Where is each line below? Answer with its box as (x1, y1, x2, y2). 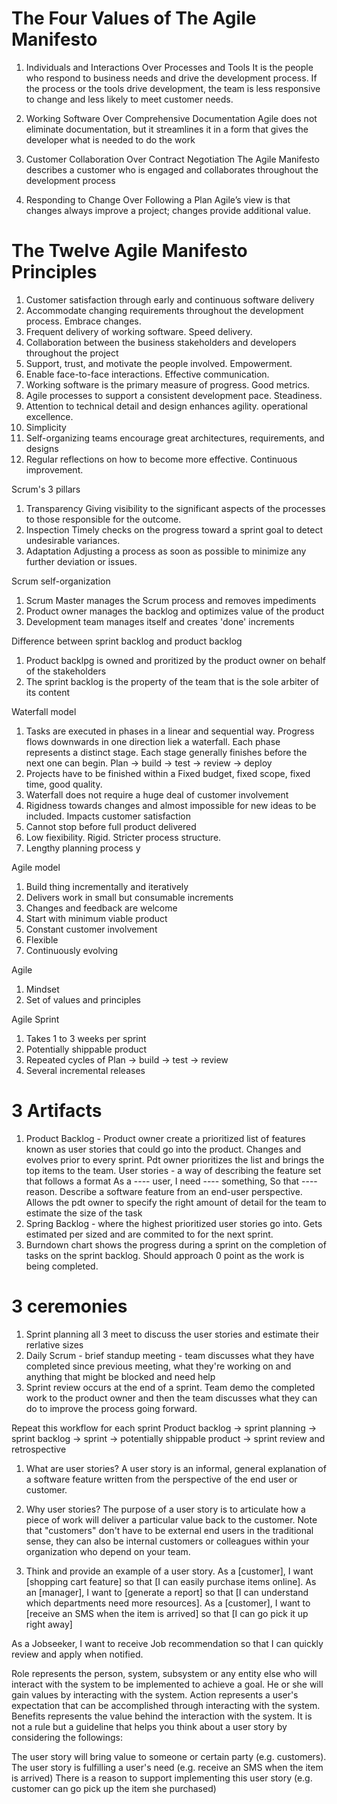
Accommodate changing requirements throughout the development (25, 304, 304, 316)
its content (25, 686, 71, 698)
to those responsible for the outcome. (25, 513, 182, 525)
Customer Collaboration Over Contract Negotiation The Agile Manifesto (25, 153, 320, 165)
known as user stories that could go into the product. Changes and (25, 1143, 302, 1155)
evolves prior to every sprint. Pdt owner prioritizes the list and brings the (25, 1153, 325, 1166)
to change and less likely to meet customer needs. (25, 93, 234, 105)
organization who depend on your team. (25, 1545, 191, 1557)
